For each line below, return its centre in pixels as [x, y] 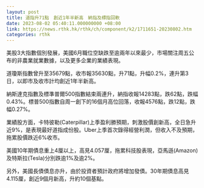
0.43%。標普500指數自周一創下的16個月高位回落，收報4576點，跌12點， [98, 102]
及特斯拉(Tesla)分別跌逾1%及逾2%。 [52, 158]
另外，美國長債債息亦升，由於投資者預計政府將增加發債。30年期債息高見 [98, 171]
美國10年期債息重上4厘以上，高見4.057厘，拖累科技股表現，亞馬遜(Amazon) [102, 151]
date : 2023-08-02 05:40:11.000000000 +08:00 [64, 23]
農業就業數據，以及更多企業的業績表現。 [73, 60]
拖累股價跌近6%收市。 [35, 137]
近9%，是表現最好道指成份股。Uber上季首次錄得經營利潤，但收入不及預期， [102, 130]
